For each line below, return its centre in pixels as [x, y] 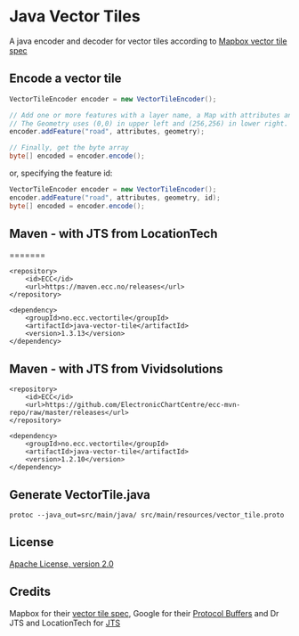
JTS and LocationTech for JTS [65, 623]
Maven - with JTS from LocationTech [113, 234]
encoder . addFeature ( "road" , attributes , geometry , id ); [115, 198]
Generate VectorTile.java [80, 495]
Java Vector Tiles [75, 16]
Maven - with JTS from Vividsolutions [116, 368]
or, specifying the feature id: [61, 173]
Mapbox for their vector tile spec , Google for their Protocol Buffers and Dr [144, 613]
